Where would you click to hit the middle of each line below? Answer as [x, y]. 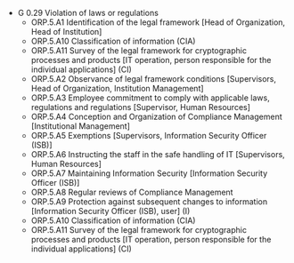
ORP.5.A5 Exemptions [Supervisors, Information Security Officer [149, 135]
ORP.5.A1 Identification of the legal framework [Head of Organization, [158, 22]
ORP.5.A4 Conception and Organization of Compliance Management [156, 116]
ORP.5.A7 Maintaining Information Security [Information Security [149, 173]
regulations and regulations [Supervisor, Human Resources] [141, 107]
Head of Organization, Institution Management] [117, 88]
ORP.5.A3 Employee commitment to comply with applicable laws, [150, 98]
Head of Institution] [66, 32]
